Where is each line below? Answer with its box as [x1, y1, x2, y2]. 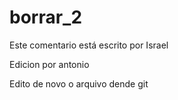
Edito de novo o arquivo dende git [9, 77, 149, 90]
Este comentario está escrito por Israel [9, 39, 169, 51]
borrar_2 [9, 6, 83, 29]
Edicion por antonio [9, 58, 90, 70]
